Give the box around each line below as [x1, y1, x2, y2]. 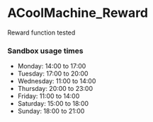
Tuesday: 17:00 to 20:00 [17, 69, 89, 78]
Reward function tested [7, 28, 76, 37]
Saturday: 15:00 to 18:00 [17, 99, 89, 108]
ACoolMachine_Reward [7, 5, 149, 21]
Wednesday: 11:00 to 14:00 [17, 77, 96, 85]
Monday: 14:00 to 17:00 [17, 62, 86, 71]
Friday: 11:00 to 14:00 [17, 92, 80, 100]
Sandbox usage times [7, 46, 84, 56]
